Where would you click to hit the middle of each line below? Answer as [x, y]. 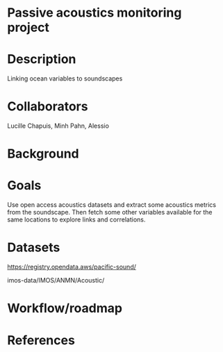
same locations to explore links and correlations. [76, 219]
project [28, 27]
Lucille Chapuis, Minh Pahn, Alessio [58, 126]
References [41, 340]
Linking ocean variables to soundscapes [65, 78]
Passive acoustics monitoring [94, 13]
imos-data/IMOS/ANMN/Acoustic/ [56, 280]
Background [43, 154]
